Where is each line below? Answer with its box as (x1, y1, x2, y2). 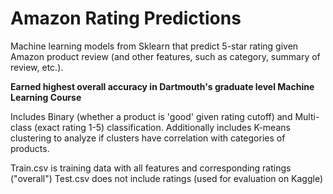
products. (10, 142, 50, 154)
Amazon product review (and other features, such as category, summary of (10, 50, 321, 62)
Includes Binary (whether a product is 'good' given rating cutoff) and (10, 110, 293, 122)
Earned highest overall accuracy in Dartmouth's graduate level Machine (10, 80, 315, 92)
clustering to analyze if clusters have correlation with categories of (10, 132, 286, 144)
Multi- (294, 110, 320, 122)
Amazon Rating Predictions (10, 7, 242, 30)
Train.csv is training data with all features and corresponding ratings (10, 162, 292, 174)
